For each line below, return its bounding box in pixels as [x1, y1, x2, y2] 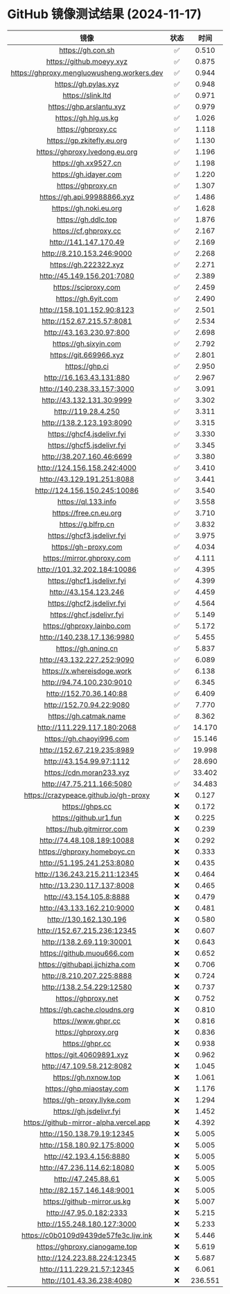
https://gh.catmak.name [48, 711, 126, 721]
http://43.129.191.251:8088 [39, 474, 135, 483]
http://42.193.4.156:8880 [44, 1151, 130, 1161]
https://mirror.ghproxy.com [42, 553, 132, 563]
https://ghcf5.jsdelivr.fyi [47, 440, 126, 450]
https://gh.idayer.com [51, 169, 123, 179]
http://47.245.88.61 [53, 1174, 120, 1184]
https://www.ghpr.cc [53, 1015, 121, 1025]
